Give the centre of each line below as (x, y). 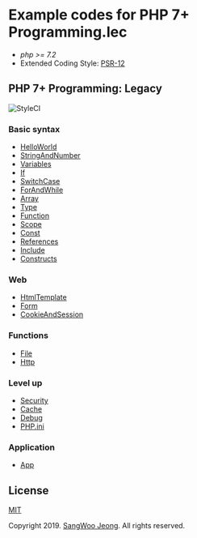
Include (33, 250)
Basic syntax (34, 129)
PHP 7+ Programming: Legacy (86, 89)
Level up (25, 382)
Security (34, 400)
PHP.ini (32, 426)
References (39, 241)
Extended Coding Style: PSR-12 (72, 63)
